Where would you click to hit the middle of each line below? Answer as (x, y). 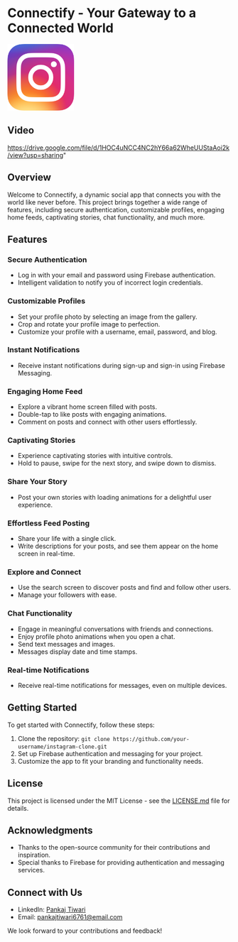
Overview (29, 178)
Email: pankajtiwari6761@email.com (70, 917)
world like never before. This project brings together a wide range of (107, 202)
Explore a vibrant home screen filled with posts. (87, 407)
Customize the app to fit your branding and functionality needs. (110, 761)
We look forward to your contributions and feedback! (85, 931)
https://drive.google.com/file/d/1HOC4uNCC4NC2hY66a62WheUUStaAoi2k (118, 148)
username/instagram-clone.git (63, 747)
